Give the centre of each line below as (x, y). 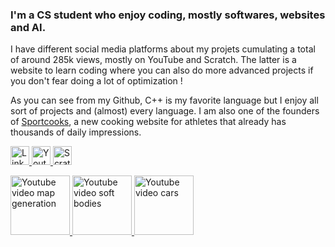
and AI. (28, 27)
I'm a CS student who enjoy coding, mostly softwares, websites (168, 15)
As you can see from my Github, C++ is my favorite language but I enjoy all (164, 100)
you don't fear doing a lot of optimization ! (96, 81)
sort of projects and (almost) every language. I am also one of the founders (165, 111)
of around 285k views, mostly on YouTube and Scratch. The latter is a (153, 60)
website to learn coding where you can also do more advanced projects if (162, 70)
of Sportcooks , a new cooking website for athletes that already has (148, 122)
